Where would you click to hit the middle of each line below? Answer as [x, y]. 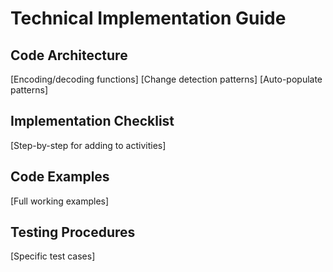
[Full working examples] [60, 201]
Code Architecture [69, 55]
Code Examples [60, 177]
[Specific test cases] [53, 256]
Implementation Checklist [92, 121]
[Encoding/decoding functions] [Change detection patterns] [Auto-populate [166, 79]
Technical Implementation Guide [148, 18]
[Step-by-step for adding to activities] [88, 145]
